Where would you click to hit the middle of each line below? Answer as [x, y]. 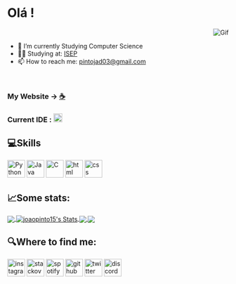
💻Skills [24, 143]
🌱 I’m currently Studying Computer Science [80, 46]
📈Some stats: [39, 198]
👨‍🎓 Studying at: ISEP [47, 53]
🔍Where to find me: [52, 242]
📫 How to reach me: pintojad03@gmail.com [81, 61]
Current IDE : [29, 120]
